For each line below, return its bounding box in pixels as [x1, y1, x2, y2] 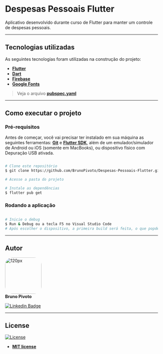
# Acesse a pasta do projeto [5, 177, 64, 182]
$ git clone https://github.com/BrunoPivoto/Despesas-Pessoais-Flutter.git [5, 169, 162, 173]
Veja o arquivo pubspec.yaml [16, 90, 77, 96]
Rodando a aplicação [5, 202, 56, 208]
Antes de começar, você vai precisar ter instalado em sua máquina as [5, 135, 144, 140]
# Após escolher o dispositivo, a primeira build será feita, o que [5, 226, 147, 231]
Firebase [12, 76, 31, 82]
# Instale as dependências [5, 186, 60, 191]
